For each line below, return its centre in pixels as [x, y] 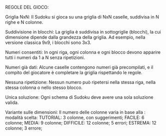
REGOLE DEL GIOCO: [27, 7]
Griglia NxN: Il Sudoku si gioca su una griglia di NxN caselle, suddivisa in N [82, 17]
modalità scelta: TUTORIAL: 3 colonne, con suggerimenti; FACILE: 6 [75, 117]
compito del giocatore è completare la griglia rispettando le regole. [74, 72]
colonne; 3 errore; [24, 128]
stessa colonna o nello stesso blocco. [44, 87]
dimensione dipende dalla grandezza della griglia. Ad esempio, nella [75, 37]
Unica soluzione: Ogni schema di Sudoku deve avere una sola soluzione [79, 97]
